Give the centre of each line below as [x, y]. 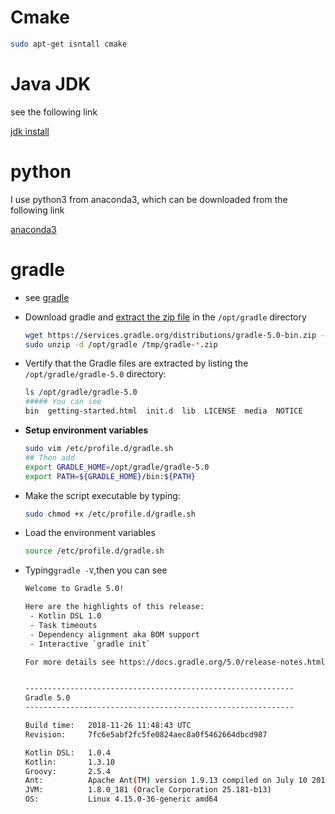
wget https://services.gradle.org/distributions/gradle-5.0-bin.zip [170, 335]
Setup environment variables [86, 430]
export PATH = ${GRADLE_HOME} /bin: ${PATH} [110, 476]
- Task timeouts [63, 625]
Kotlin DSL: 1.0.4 [67, 752]
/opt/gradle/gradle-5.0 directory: [95, 374]
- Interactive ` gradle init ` [90, 644]
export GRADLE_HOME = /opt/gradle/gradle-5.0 [117, 467]
